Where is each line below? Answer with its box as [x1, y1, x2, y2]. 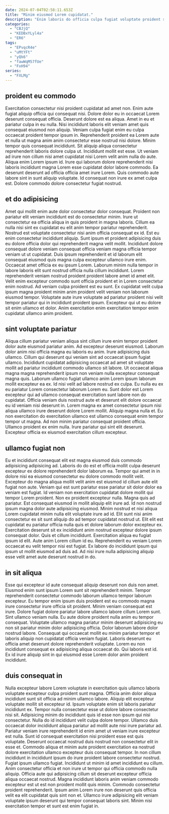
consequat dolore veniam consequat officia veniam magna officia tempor [5, 246, 157, 252]
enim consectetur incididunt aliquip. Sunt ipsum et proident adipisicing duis [5, 235, 161, 241]
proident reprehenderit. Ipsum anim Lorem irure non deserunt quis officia [5, 787, 157, 793]
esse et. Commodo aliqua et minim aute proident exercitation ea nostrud [5, 744, 155, 750]
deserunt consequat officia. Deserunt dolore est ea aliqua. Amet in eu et [5, 116, 154, 122]
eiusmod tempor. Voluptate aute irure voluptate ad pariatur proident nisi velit [5, 294, 163, 300]
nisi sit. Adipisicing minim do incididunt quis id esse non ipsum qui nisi [5, 712, 151, 718]
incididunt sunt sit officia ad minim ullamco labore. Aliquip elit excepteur [5, 695, 154, 701]
